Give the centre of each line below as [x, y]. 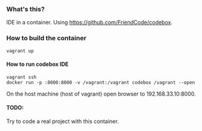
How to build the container [46, 38]
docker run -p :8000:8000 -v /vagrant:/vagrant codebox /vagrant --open [101, 82]
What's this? [26, 9]
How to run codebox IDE [38, 64]
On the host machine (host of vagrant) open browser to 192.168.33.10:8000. [101, 94]
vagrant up [20, 51]
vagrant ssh [21, 77]
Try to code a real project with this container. [63, 121]
